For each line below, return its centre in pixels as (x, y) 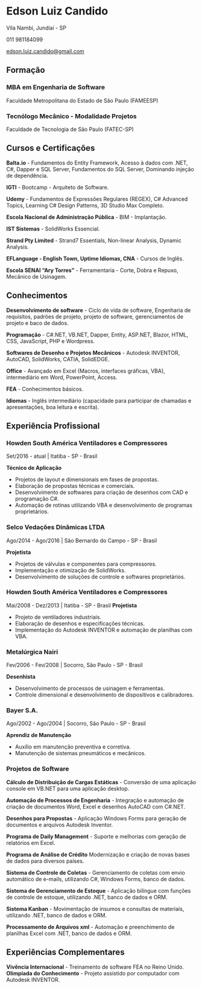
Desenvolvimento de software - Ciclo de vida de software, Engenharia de (99, 310)
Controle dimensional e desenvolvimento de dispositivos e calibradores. (104, 695)
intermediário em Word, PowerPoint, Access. (62, 377)
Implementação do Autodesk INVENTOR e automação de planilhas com (104, 630)
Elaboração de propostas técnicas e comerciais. (75, 486)
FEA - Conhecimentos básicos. (45, 389)
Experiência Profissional (53, 426)
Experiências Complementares (65, 952)
